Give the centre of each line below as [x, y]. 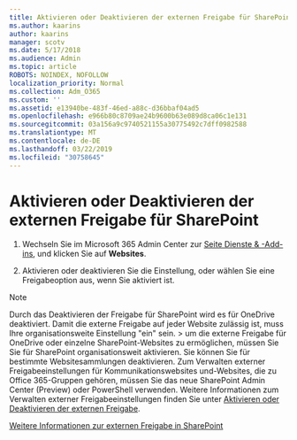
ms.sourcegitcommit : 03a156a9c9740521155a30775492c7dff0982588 [128, 125]
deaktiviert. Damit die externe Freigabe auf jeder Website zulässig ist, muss [147, 324]
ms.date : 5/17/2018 [45, 50]
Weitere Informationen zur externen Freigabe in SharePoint [116, 426]
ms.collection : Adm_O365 [55, 91]
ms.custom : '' [35, 100]
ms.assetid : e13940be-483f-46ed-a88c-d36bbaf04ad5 [104, 108]
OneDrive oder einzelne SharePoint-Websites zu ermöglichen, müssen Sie [144, 343]
